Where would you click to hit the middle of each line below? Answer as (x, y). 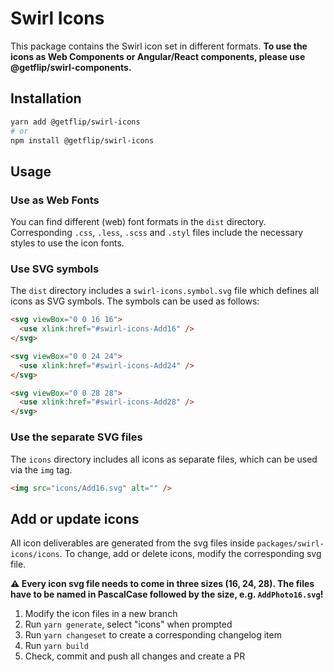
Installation (46, 98)
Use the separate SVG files (76, 437)
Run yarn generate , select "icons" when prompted (128, 624)
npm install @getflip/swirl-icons (82, 140)
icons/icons (35, 555)
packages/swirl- (290, 544)
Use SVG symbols (55, 269)
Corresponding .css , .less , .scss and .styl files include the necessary (157, 233)
